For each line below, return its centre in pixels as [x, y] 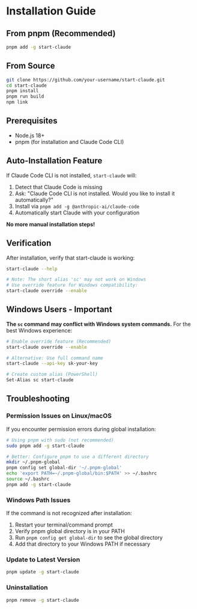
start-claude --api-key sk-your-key [52, 364]
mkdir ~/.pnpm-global [33, 462]
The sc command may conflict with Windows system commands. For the [98, 324]
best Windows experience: [39, 330]
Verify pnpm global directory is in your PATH [70, 531]
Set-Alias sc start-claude [40, 380]
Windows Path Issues [38, 500]
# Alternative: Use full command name [55, 358]
